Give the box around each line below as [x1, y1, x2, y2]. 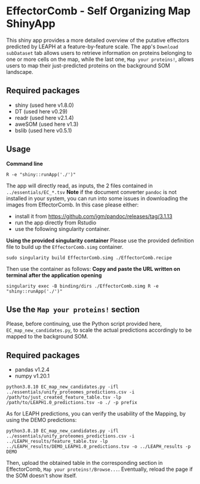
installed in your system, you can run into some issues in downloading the [6, 195, 188, 202]
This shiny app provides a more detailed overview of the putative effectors [6, 36, 189, 44]
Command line [6, 160, 44, 167]
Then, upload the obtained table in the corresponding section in [6, 460, 163, 467]
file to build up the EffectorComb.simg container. [6, 243, 124, 250]
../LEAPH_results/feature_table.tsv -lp [6, 439, 109, 445]
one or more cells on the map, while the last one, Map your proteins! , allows [6, 56, 194, 63]
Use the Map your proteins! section [6, 304, 140, 315]
